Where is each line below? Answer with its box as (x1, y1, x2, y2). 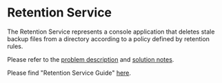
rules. (7, 42, 23, 50)
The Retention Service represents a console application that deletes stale (7, 27, 215, 36)
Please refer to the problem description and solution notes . (7, 55, 174, 63)
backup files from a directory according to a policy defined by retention (7, 34, 210, 43)
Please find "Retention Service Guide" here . (7, 69, 132, 77)
